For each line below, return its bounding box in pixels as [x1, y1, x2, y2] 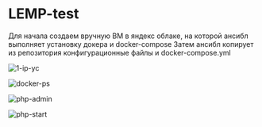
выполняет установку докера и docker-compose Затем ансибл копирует [8, 39, 254, 48]
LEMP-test [8, 5, 79, 23]
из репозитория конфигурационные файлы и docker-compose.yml [8, 48, 232, 57]
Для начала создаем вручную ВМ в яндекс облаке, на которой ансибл [8, 31, 249, 40]
